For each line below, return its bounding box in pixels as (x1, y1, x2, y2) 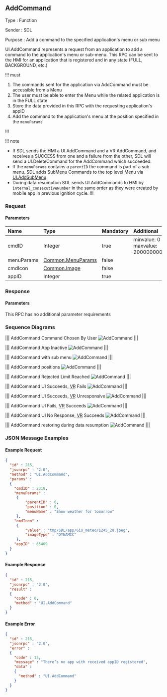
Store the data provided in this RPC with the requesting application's (12, 102, 153, 109)
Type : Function (5, 17, 37, 23)
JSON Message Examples (5, 434, 69, 441)
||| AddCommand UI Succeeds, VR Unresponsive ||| (5, 393, 147, 399)
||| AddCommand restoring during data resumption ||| (5, 422, 150, 428)
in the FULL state (12, 97, 48, 103)
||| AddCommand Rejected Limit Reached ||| (5, 374, 131, 380)
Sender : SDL (5, 27, 32, 33)
